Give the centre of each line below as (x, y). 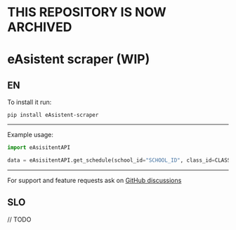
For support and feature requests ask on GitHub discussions (94, 180)
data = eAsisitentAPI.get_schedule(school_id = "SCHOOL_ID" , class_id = (111, 160)
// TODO (19, 219)
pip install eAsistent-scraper (53, 115)
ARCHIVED (40, 27)
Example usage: (31, 135)
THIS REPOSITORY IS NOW (87, 12)
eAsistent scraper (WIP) (79, 59)
